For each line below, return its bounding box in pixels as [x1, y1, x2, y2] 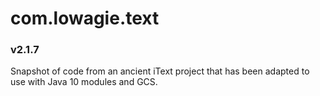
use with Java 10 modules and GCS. [10, 76, 158, 88]
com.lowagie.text [10, 7, 160, 30]
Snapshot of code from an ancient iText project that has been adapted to [10, 65, 310, 77]
